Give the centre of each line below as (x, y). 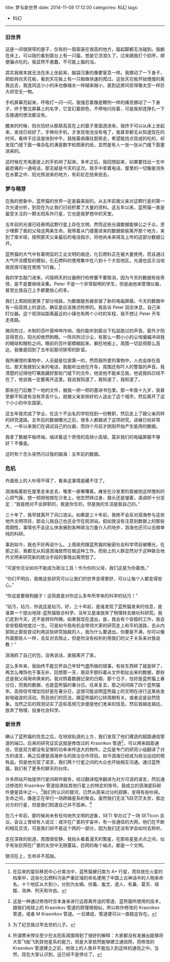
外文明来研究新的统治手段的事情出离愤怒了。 (52, 557)
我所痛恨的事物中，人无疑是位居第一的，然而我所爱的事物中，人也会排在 (80, 360)
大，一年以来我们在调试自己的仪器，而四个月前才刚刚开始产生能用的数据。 (83, 426)
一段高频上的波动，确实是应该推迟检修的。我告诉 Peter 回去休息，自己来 (85, 307)
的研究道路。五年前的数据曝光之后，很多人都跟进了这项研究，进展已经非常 (83, 420)
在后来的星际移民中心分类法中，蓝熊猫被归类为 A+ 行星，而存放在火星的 (88, 871)
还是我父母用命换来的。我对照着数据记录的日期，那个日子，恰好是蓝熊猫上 (83, 678)
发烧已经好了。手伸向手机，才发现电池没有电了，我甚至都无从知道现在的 (89, 132)
